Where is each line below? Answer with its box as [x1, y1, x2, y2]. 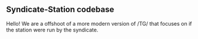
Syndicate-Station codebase [6, 5, 114, 15]
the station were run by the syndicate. [6, 26, 99, 33]
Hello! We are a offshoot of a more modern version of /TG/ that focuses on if [6, 20, 192, 27]
